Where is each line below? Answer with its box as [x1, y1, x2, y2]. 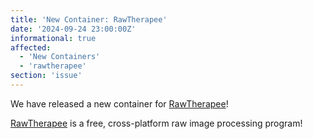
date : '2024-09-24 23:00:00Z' [10, 24, 137, 34]
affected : [10, 42, 52, 53]
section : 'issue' [10, 71, 83, 81]
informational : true [10, 33, 97, 43]
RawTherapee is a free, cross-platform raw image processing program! [10, 117, 303, 129]
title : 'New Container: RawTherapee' [10, 14, 168, 25]
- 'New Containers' [19, 52, 101, 62]
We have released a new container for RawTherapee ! [10, 97, 229, 110]
